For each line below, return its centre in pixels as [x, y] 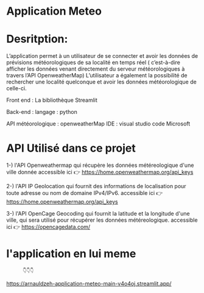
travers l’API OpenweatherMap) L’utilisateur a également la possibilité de [97, 76]
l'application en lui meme [71, 254]
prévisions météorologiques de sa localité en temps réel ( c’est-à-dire [93, 63]
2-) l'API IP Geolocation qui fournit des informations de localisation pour [97, 186]
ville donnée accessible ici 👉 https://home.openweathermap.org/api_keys [100, 172]
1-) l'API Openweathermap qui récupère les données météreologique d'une [100, 165]
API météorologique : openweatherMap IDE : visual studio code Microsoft [98, 124]
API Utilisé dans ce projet [71, 148]
